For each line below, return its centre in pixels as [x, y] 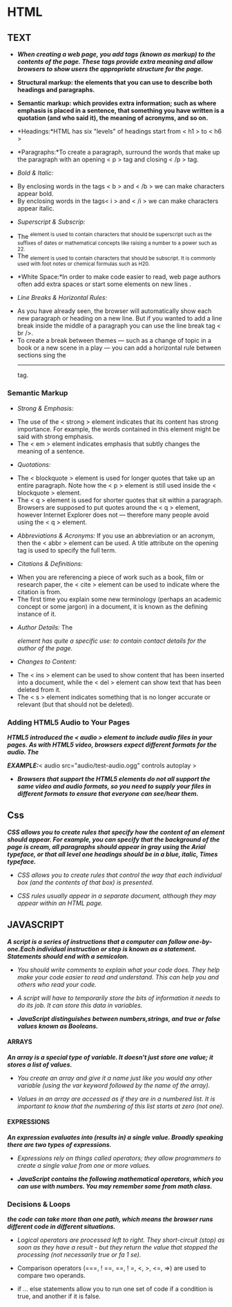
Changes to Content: [47, 661]
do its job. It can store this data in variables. [80, 1005]
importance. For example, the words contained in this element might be [118, 429]
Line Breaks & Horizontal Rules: [62, 298]
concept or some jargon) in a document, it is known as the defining [113, 606]
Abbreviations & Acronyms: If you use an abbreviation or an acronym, [116, 535]
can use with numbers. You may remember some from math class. [115, 1186]
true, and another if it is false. [59, 1297]
